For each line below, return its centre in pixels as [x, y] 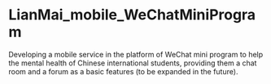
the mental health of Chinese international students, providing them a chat [133, 63]
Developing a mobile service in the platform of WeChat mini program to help [136, 54]
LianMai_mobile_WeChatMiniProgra [132, 15]
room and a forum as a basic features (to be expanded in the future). [123, 71]
